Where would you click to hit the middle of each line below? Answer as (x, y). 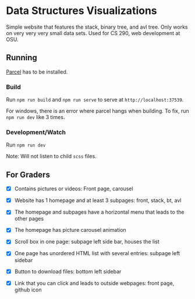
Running (22, 58)
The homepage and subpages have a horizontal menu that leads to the (99, 212)
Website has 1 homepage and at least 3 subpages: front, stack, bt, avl (98, 200)
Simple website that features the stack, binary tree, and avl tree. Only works (97, 27)
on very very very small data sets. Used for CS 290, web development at (93, 33)
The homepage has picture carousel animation (70, 230)
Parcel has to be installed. (37, 72)
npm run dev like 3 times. (36, 117)
